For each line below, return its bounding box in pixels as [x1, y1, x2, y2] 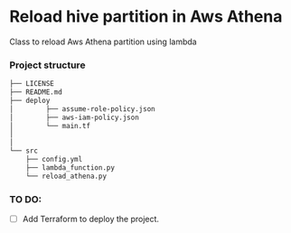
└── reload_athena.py [25, 172, 107, 181]
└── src [9, 146, 39, 155]
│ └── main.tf [9, 121, 91, 130]
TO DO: [9, 192, 42, 205]
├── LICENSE [9, 79, 54, 89]
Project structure [9, 59, 86, 71]
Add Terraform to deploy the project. [22, 214, 160, 225]
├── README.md [9, 88, 63, 97]
